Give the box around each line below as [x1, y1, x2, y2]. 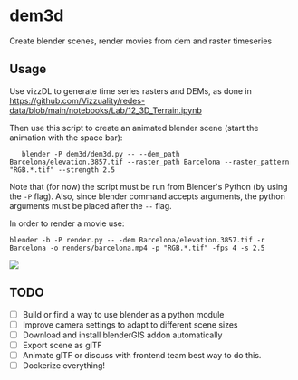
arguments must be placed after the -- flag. [9, 200, 172, 211]
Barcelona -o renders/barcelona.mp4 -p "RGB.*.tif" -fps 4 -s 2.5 [9, 243, 265, 252]
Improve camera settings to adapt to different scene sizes [22, 318, 238, 330]
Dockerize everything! [22, 359, 106, 371]
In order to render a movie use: [9, 218, 125, 229]
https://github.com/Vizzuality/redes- [9, 95, 146, 106]
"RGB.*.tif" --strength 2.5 [9, 165, 116, 175]
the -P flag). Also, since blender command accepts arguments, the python [9, 191, 285, 202]
